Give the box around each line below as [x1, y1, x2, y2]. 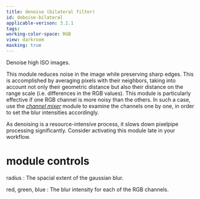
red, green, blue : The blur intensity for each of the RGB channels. [6, 186, 169, 193]
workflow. [6, 133, 31, 140]
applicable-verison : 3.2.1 [6, 20, 74, 26]
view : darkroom [6, 37, 44, 43]
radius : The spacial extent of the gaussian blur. [6, 174, 124, 181]
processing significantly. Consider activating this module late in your [6, 127, 175, 134]
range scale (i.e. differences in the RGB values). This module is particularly [6, 90, 191, 97]
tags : [6, 25, 20, 32]
